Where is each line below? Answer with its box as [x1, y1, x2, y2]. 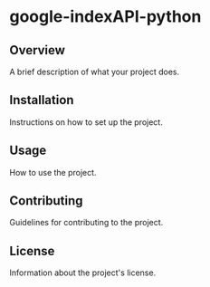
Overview [9, 43, 66, 58]
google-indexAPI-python [9, 6, 202, 27]
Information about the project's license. [9, 267, 157, 278]
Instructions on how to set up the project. [9, 116, 163, 128]
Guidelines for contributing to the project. [9, 217, 164, 228]
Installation [9, 92, 74, 108]
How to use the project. [9, 167, 97, 177]
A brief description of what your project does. [9, 66, 180, 77]
